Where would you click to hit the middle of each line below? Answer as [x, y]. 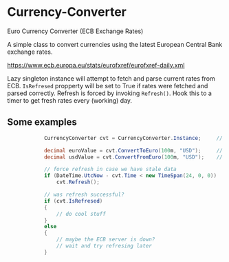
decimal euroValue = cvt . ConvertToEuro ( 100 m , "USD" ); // [133, 150]
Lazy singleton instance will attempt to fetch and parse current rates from [111, 78]
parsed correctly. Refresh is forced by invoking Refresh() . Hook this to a [109, 93]
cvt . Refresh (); [78, 182]
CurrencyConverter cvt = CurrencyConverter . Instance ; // [133, 138]
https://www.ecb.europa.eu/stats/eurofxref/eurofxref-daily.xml [96, 65]
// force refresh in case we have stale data [110, 170]
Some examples [42, 122]
